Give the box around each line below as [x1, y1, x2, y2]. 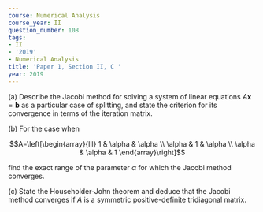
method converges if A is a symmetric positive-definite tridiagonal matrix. [8, 195, 246, 204]
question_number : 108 [8, 26, 80, 34]
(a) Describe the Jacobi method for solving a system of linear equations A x [8, 91, 252, 101]
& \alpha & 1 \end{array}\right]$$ [79, 147, 186, 157]
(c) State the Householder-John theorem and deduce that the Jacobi [8, 186, 231, 195]
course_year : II [8, 19, 61, 27]
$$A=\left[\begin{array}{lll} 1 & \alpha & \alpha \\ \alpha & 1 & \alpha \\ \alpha [9, 139, 256, 148]
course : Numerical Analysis [8, 11, 101, 20]
